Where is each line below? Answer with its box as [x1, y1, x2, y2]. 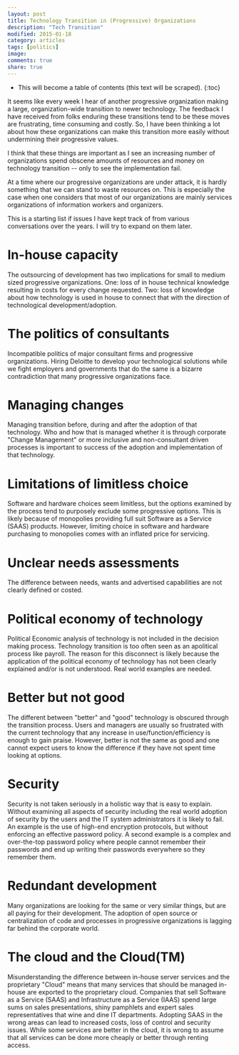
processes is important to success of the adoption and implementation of [7, 443, 223, 452]
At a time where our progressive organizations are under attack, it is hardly [7, 178, 227, 186]
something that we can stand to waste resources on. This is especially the [7, 185, 225, 193]
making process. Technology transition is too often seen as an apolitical [7, 642, 218, 651]
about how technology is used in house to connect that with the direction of [7, 293, 230, 302]
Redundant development [7, 878, 157, 894]
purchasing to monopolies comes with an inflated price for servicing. [7, 529, 210, 539]
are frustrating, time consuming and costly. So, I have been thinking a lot [7, 119, 220, 128]
